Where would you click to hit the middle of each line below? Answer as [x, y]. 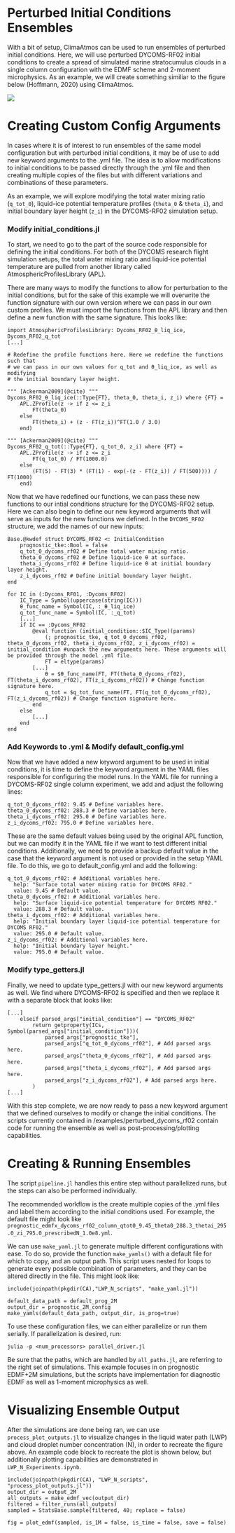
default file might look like [44, 1219]
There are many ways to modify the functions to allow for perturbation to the [117, 288]
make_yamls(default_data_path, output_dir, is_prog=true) [93, 1313]
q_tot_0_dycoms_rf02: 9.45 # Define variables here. [86, 805]
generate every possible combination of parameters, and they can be [107, 1268]
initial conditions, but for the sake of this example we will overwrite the [108, 295]
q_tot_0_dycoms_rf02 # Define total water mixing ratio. [105, 551]
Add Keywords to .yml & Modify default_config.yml [95, 747]
